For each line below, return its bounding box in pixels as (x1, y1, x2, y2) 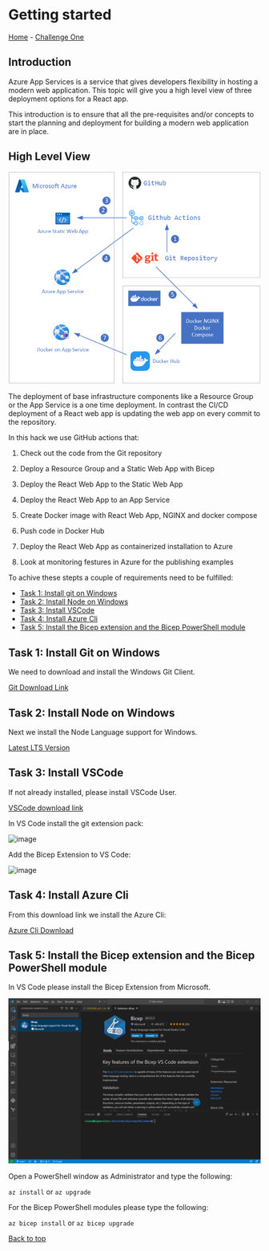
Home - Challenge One (8, 32, 84, 42)
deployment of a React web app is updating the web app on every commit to (8, 409, 261, 418)
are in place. (8, 126, 50, 136)
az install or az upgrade (8, 1187, 91, 1197)
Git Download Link (8, 683, 69, 692)
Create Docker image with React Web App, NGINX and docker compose (19, 511, 258, 520)
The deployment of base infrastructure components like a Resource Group (8, 392, 254, 401)
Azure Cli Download (8, 925, 74, 935)
